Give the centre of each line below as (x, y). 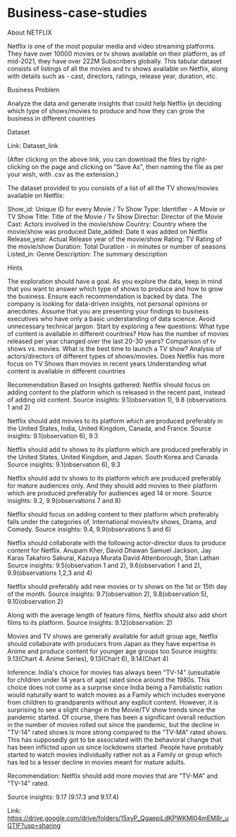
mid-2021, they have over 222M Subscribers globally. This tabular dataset (114, 61)
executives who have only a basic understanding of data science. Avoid (111, 318)
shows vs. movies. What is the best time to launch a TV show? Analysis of (114, 348)
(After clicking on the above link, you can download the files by (99, 159)
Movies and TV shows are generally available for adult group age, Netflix (113, 636)
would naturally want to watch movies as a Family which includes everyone (116, 695)
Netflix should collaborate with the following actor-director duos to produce (117, 542)
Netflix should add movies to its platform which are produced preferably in (115, 421)
